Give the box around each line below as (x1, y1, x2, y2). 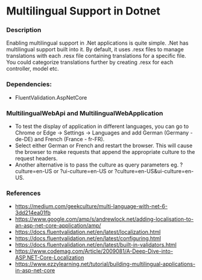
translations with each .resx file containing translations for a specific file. (6, 52, 186, 60)
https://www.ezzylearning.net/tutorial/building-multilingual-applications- (14, 261, 196, 268)
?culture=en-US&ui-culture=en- (114, 168, 194, 175)
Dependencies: (6, 80, 52, 89)
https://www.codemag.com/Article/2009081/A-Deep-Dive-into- (14, 247, 174, 255)
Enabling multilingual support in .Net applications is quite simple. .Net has (6, 39, 189, 46)
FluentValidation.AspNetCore (14, 94, 87, 101)
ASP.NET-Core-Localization (14, 254, 84, 261)
